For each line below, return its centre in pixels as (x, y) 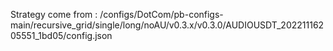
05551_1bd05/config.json (61, 35)
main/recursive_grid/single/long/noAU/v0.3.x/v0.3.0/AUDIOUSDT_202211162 (167, 25)
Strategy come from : (54, 14)
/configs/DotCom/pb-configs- (161, 14)
